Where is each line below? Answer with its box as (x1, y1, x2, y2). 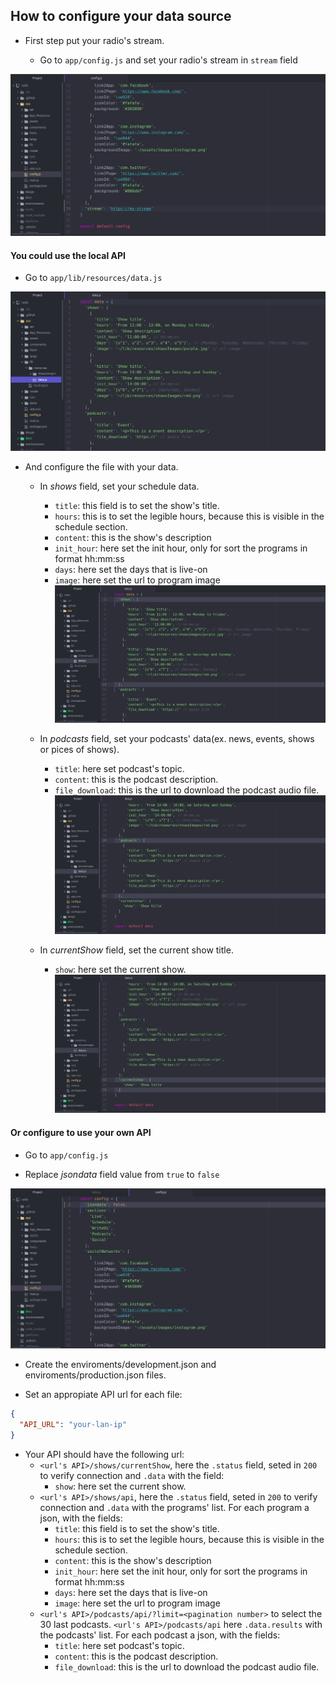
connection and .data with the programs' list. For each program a (39, 1501, 310, 1513)
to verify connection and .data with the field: (39, 1469, 225, 1481)
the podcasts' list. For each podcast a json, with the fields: (39, 1629, 281, 1641)
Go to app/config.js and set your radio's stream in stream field (39, 54, 298, 66)
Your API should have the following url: (24, 1448, 185, 1460)
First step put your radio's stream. (24, 34, 165, 46)
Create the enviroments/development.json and (24, 1358, 217, 1370)
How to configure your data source (10, 8, 232, 25)
